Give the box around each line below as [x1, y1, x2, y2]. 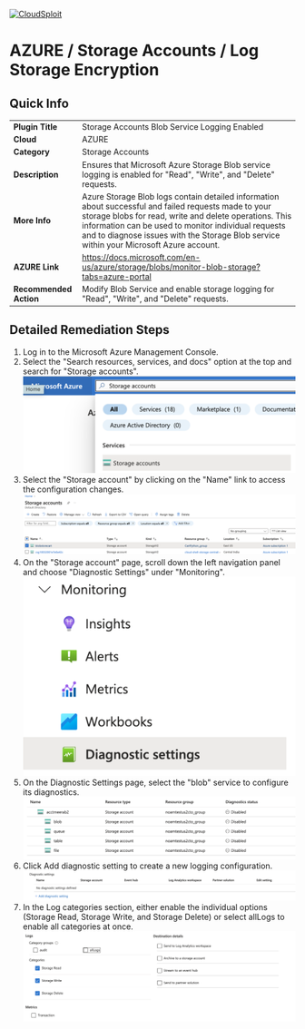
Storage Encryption [9, 60, 160, 81]
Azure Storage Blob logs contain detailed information [81, 191, 280, 201]
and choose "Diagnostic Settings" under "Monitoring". [22, 567, 225, 578]
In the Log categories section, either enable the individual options [22, 901, 268, 912]
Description [13, 169, 59, 180]
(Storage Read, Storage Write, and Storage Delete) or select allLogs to [22, 911, 285, 922]
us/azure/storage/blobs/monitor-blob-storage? [81, 261, 261, 272]
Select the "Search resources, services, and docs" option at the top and [22, 356, 292, 367]
